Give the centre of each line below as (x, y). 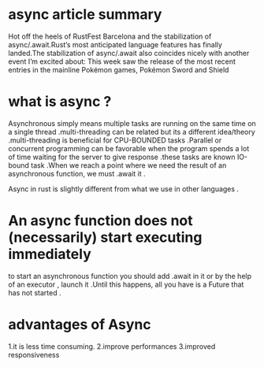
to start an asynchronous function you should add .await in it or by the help (130, 276)
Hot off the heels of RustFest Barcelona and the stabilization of (110, 36)
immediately (50, 254)
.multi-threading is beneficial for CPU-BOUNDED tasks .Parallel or (115, 140)
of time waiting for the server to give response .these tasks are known (122, 157)
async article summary (85, 15)
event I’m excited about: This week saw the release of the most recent (122, 61)
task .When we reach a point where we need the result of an (129, 165)
